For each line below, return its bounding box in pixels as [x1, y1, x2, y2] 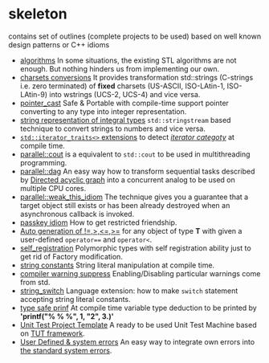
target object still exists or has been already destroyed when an [19, 200, 230, 210]
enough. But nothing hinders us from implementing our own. [19, 63, 220, 73]
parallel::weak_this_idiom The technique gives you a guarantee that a [19, 192, 249, 202]
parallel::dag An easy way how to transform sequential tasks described [19, 166, 255, 176]
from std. [19, 277, 51, 287]
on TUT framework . [19, 328, 86, 338]
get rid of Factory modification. [19, 251, 123, 261]
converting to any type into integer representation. [19, 106, 187, 116]
